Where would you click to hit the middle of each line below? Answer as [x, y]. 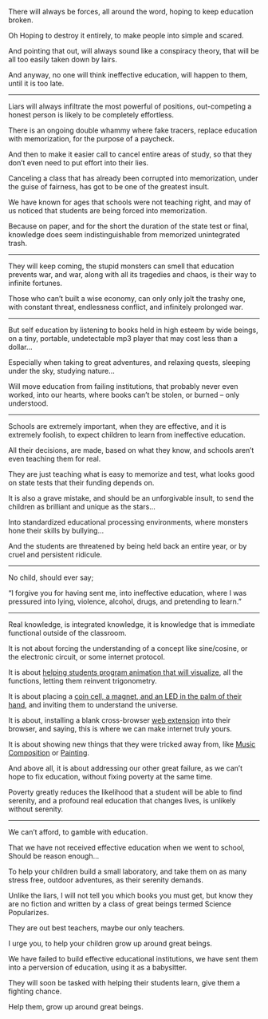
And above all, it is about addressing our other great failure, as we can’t [126, 768]
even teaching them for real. [55, 459]
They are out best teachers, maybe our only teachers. [97, 928]
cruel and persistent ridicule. [55, 555]
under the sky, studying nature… [61, 371]
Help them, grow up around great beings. [76, 1007]
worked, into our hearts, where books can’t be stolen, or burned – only [124, 395]
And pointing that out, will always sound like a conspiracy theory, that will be [134, 51]
